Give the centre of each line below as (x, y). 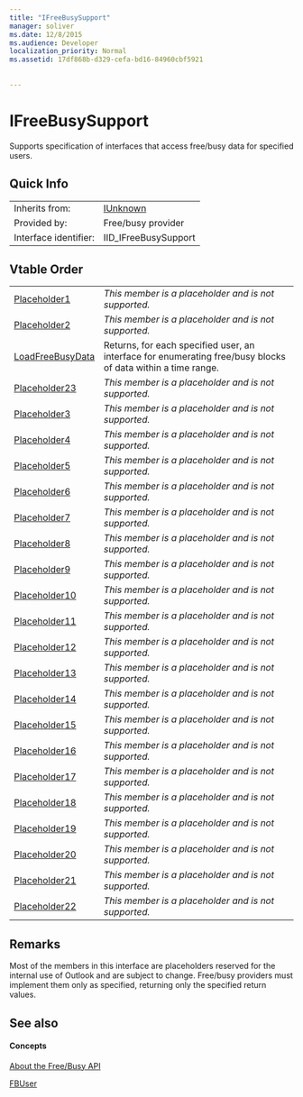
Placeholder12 (45, 647)
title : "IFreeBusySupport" (60, 18)
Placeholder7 (42, 517)
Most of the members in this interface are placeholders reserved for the (142, 966)
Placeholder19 (45, 828)
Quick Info (39, 184)
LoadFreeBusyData (55, 357)
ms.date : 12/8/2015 (46, 34)
